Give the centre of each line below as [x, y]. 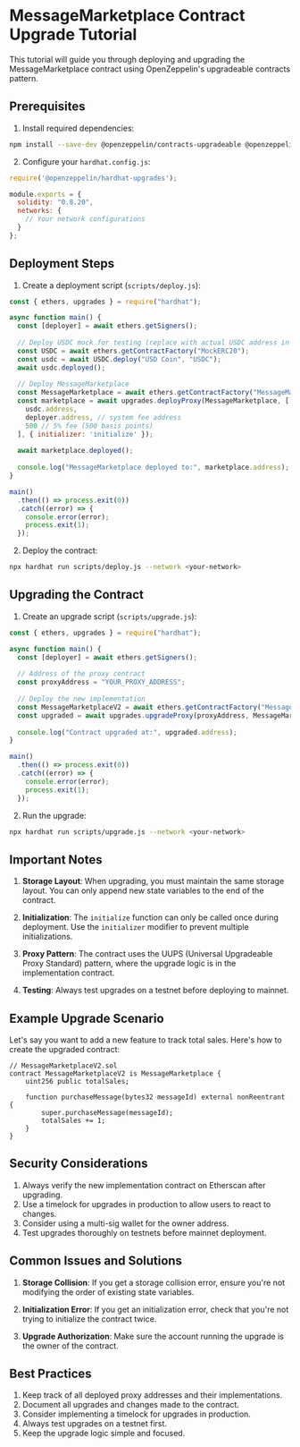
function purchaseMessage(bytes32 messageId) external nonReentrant [155, 1097]
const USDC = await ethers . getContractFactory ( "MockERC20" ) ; [133, 351]
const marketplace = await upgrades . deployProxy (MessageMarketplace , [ [154, 401]
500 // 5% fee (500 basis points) [89, 426]
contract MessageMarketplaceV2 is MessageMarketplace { [115, 1074]
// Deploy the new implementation [81, 699]
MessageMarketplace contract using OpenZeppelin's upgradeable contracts [150, 69]
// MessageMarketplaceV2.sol [63, 1066]
